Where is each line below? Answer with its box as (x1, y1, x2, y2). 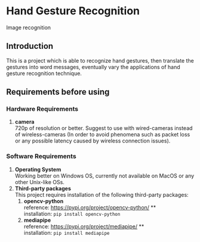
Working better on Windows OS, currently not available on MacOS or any (14, 172, 195, 179)
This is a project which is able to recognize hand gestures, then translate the (6, 57, 194, 64)
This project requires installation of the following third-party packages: (14, 191, 189, 198)
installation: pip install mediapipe (23, 229, 110, 236)
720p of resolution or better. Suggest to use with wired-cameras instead (14, 125, 193, 132)
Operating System (14, 166, 61, 173)
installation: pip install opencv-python (23, 210, 121, 217)
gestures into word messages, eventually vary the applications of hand (6, 63, 180, 70)
